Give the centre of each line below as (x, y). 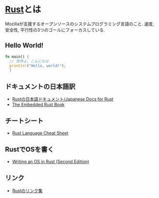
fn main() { (17, 57)
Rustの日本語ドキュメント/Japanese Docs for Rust (62, 99)
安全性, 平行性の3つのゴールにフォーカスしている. (55, 30)
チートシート (24, 121)
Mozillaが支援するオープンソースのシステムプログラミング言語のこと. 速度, (79, 24)
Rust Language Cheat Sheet (40, 133)
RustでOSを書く (30, 150)
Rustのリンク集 (27, 190)
